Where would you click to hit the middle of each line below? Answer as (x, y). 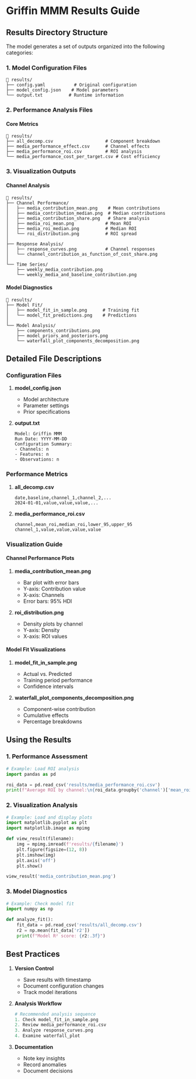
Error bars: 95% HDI (48, 601)
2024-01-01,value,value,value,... (56, 503)
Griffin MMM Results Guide (73, 11)
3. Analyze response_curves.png (54, 1030)
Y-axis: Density (41, 630)
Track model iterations (50, 992)
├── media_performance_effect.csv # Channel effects (78, 147)
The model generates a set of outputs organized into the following (85, 46)
